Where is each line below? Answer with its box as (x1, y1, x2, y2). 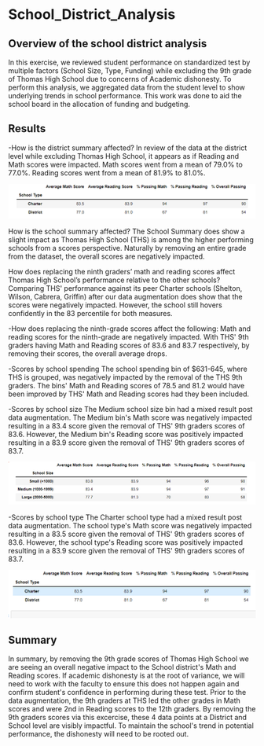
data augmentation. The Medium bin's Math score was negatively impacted (8, 413, 252, 422)
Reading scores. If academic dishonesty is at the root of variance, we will (8, 671, 245, 681)
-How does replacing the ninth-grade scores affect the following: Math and (8, 324, 251, 333)
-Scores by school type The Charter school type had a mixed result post (8, 513, 242, 522)
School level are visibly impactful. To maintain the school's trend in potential (8, 721, 254, 730)
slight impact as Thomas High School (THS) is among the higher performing (8, 235, 254, 244)
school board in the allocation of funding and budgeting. (8, 100, 191, 108)
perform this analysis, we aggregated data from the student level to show (8, 83, 246, 92)
